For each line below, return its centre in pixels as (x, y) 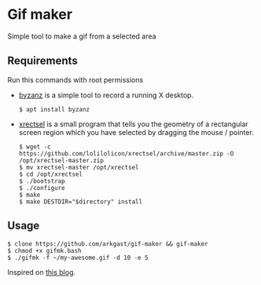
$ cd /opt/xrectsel (51, 174)
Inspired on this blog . (42, 272)
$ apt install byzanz (54, 109)
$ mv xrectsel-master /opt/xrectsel (79, 167)
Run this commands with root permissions (75, 79)
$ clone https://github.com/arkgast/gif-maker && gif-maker (108, 244)
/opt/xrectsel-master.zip (61, 160)
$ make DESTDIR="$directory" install (81, 202)
